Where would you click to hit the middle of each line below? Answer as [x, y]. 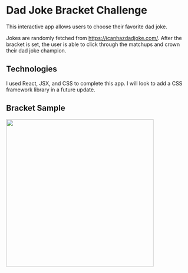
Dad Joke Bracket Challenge [77, 10]
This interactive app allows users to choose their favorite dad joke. [87, 27]
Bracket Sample [36, 108]
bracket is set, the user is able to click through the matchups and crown [93, 44]
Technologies [32, 69]
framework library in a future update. [51, 90]
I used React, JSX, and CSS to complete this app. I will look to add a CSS [94, 83]
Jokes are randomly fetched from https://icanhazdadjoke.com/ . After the [94, 38]
